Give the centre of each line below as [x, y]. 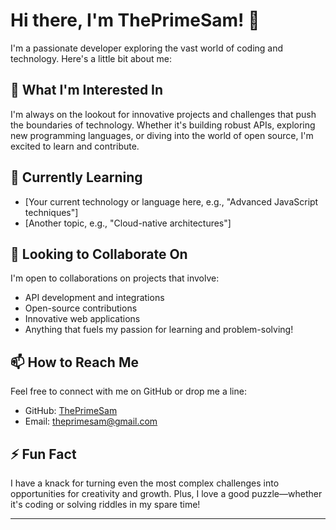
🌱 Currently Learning [76, 177]
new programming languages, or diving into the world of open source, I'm [162, 135]
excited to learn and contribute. [75, 146]
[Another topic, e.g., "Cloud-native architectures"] [128, 223]
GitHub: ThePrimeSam [71, 411]
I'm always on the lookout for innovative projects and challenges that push [163, 114]
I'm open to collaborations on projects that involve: [115, 278]
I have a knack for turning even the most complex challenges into [145, 483]
